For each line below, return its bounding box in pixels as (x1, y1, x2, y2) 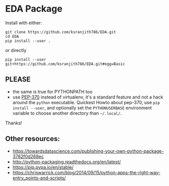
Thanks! (5, 120, 22, 126)
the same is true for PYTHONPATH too (12, 88, 93, 95)
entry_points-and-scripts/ (12, 175, 66, 181)
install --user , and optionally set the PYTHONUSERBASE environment (12, 105, 152, 111)
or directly (5, 47, 27, 53)
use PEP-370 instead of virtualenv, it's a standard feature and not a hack (12, 94, 163, 100)
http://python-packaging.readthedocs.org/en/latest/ (12, 159, 121, 165)
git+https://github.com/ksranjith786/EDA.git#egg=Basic (5, 61, 125, 66)
